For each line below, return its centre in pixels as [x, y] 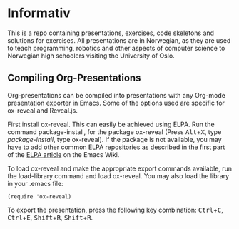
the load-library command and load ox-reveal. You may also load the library [118, 175]
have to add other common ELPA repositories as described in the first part [116, 147]
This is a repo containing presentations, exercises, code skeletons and [111, 33]
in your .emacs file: [35, 183]
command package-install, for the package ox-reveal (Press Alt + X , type [115, 132]
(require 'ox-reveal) [40, 197]
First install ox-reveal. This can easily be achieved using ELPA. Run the [111, 124]
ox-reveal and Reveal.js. [43, 110]
